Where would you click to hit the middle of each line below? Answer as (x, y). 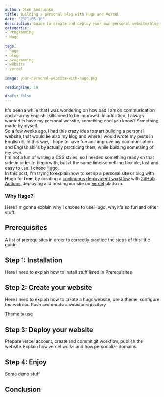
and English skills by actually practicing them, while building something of (80, 147)
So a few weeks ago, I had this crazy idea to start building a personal (75, 131)
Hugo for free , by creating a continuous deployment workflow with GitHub (80, 178)
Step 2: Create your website (48, 288)
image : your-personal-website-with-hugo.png (51, 78)
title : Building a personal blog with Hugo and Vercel (62, 14)
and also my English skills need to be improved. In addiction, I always (75, 115)
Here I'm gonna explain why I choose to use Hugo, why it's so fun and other (82, 207)
